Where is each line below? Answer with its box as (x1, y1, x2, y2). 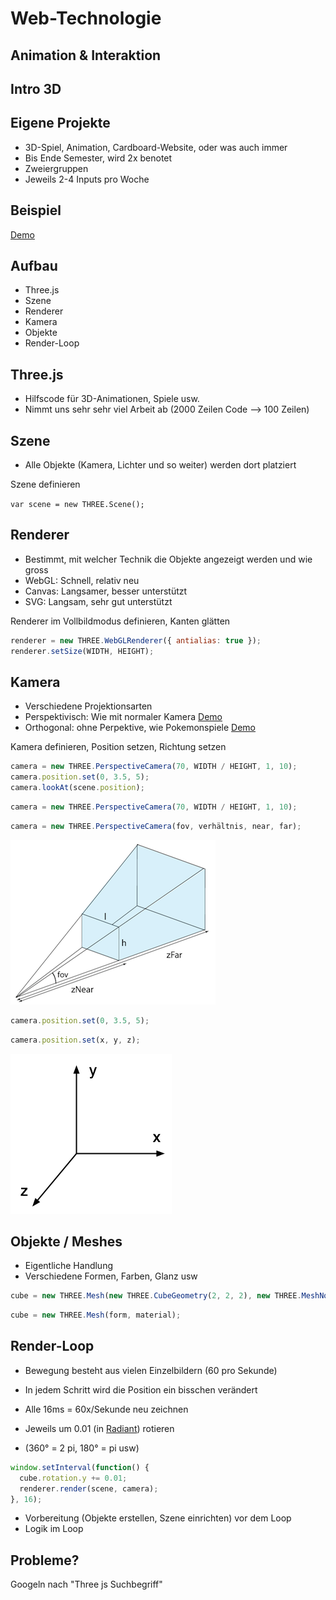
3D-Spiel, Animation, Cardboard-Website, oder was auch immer (24, 141, 288, 153)
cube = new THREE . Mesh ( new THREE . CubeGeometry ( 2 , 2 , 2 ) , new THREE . (10, 1291, 302, 1301)
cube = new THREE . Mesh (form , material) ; (10, 1310, 182, 1321)
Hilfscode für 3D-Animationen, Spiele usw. (24, 393, 200, 405)
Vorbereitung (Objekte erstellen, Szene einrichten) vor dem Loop (24, 1512, 292, 1524)
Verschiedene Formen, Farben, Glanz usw (24, 1270, 198, 1282)
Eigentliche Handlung (24, 1260, 113, 1272)
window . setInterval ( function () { (10, 1462, 150, 1472)
